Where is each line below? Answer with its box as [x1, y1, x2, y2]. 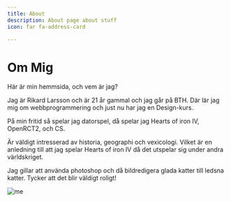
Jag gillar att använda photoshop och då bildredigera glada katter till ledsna [7, 166, 225, 175]
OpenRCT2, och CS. [7, 124, 66, 133]
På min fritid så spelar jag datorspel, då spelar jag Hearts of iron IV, [7, 117, 200, 126]
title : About [7, 10, 45, 17]
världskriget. [7, 153, 44, 161]
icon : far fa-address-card [7, 23, 86, 30]
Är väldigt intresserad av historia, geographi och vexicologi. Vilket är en [7, 138, 213, 147]
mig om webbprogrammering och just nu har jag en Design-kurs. [7, 103, 194, 112]
